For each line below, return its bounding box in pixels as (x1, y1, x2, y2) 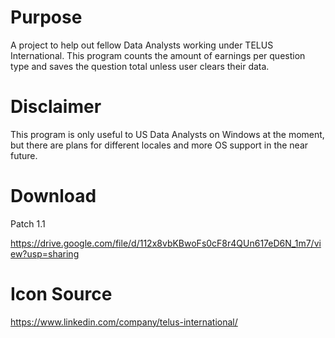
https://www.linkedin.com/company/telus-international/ (10, 316, 238, 328)
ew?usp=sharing (10, 247, 80, 260)
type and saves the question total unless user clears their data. (10, 60, 270, 72)
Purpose (10, 6, 83, 29)
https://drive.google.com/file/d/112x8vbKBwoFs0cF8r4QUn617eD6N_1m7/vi (10, 237, 322, 249)
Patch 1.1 (10, 217, 46, 230)
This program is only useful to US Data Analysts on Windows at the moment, (10, 128, 325, 140)
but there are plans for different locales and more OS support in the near (10, 139, 309, 151)
